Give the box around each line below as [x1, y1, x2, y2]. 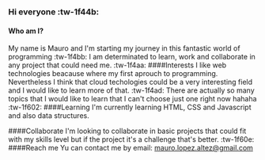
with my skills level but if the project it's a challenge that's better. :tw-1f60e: [8, 135, 255, 144]
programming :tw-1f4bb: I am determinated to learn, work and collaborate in [8, 52, 256, 62]
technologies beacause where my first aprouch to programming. [8, 69, 218, 78]
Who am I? [8, 26, 44, 36]
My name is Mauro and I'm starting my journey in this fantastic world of [8, 44, 240, 53]
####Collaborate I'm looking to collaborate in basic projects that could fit [8, 126, 247, 136]
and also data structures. [8, 111, 89, 120]
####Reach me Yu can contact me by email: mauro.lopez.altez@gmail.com [8, 143, 253, 153]
